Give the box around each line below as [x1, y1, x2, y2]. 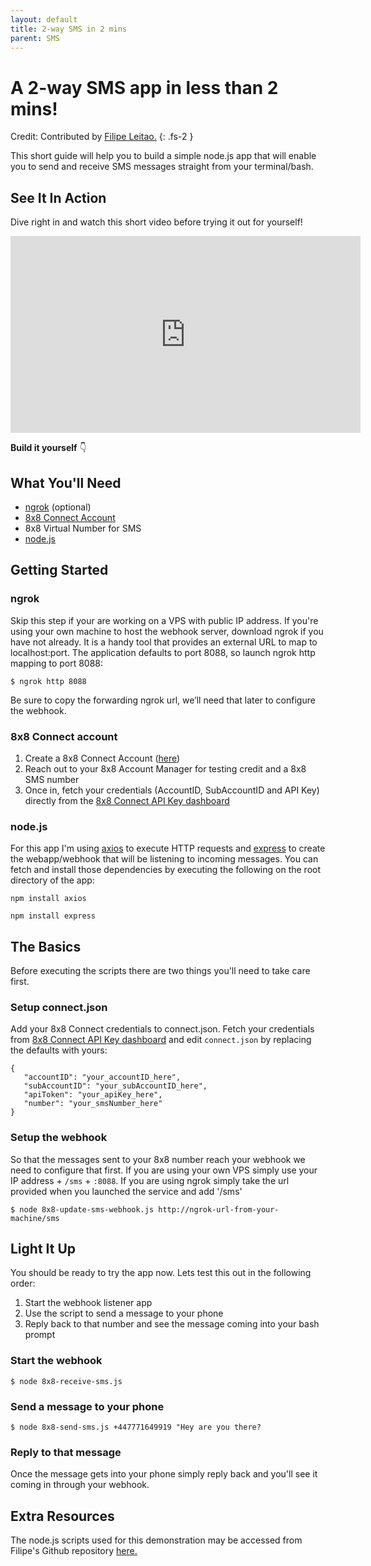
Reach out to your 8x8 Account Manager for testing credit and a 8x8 [24, 762, 307, 775]
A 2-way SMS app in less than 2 [10, 76, 279, 99]
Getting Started [10, 562, 109, 579]
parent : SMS [10, 33, 60, 43]
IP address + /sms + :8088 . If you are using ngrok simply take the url [10, 1174, 290, 1186]
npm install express [10, 911, 97, 921]
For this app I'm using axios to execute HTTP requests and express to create [10, 842, 326, 855]
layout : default [10, 14, 78, 25]
